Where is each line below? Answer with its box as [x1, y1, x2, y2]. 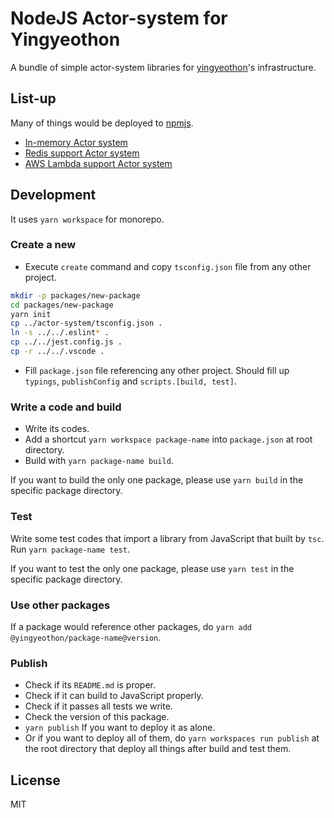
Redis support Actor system [24, 147, 140, 159]
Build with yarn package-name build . [24, 455, 174, 467]
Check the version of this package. [24, 711, 170, 723]
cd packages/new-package [10, 300, 114, 310]
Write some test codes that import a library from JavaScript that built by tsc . [10, 532, 325, 544]
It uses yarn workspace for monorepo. [10, 213, 165, 225]
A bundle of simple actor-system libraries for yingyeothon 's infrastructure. [10, 61, 317, 73]
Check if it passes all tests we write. [24, 700, 173, 712]
